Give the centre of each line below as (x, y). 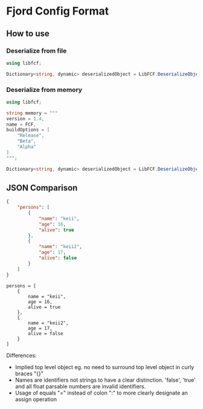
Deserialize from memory (44, 90)
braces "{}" (29, 373)
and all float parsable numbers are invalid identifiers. (80, 386)
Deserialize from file (37, 51)
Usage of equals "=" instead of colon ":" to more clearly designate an (101, 393)
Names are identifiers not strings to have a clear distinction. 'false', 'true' (105, 380)
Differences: (22, 355)
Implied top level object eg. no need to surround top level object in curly (105, 367)
